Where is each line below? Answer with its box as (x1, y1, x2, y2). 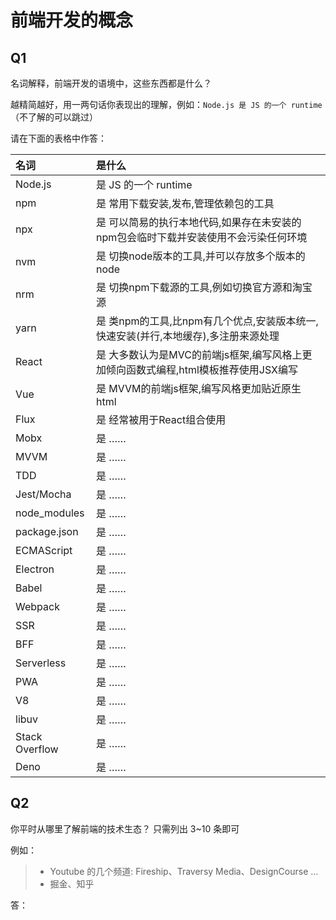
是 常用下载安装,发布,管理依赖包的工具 (95, 197, 275, 210)
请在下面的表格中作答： (10, 132, 107, 144)
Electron (15, 562, 55, 576)
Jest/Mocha (15, 487, 72, 501)
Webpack (15, 600, 60, 613)
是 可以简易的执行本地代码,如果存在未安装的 (95, 216, 302, 229)
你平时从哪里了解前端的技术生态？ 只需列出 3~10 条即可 (10, 822, 240, 835)
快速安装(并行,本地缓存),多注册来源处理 (95, 329, 280, 343)
